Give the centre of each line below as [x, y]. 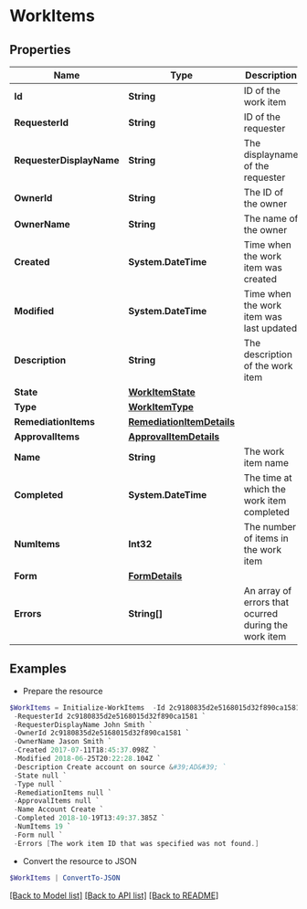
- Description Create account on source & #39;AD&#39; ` [120, 767]
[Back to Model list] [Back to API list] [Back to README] [114, 895]
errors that [266, 602]
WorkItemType [160, 407]
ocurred [261, 613]
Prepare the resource [63, 691]
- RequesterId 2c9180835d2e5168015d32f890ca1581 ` [110, 716]
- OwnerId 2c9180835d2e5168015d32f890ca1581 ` [101, 733]
